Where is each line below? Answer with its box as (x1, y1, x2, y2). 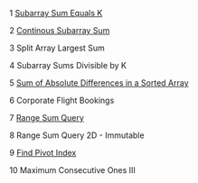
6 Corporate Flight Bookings (9, 95, 115, 105)
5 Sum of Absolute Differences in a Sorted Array (9, 78, 189, 88)
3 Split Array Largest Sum (9, 42, 106, 53)
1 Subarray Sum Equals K (9, 8, 103, 18)
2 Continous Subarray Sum (9, 25, 110, 35)
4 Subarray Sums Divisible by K (9, 60, 127, 70)
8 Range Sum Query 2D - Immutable (9, 130, 145, 141)
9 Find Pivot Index (9, 148, 77, 158)
